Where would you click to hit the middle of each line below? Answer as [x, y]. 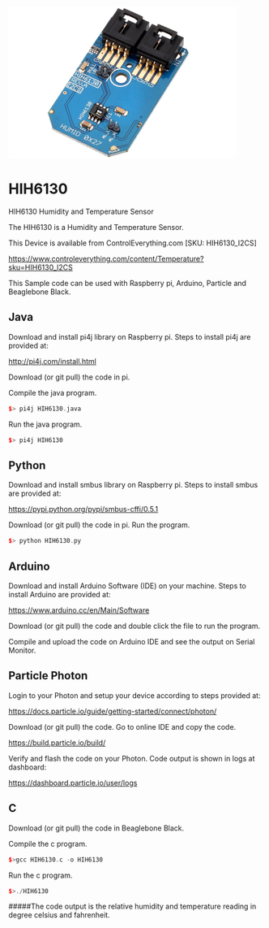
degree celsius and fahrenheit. [60, 915]
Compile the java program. [53, 392]
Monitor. [22, 650]
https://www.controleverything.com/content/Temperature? [106, 258]
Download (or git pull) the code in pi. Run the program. [99, 525]
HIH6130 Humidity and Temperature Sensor [81, 211]
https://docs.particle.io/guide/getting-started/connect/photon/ [113, 711]
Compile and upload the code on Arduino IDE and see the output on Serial [132, 642]
